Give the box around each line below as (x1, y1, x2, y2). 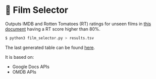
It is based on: (5, 54, 34, 60)
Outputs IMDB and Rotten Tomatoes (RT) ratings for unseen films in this (5, 21, 151, 27)
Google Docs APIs (12, 64, 50, 70)
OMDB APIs (12, 69, 37, 75)
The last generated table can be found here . (5, 44, 95, 50)
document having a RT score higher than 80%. (5, 26, 101, 32)
